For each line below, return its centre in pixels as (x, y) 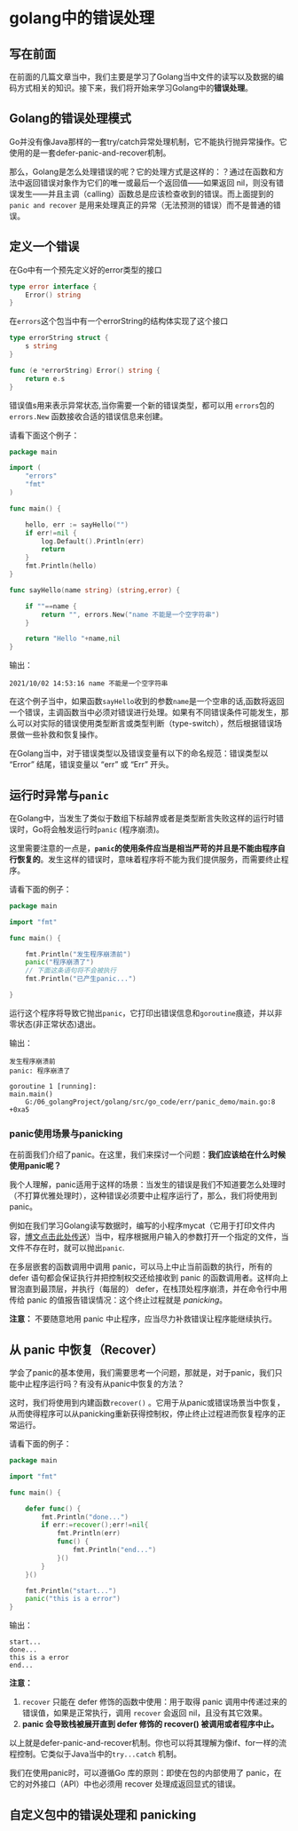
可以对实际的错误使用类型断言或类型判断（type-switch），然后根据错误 (145, 724)
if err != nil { (51, 533)
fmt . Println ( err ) (89, 1534)
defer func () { (53, 1509)
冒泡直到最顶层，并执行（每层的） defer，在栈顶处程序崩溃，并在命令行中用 (148, 1289)
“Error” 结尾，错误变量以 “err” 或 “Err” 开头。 (92, 765)
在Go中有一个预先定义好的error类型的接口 (86, 269)
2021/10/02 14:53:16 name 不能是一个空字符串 (89, 684)
